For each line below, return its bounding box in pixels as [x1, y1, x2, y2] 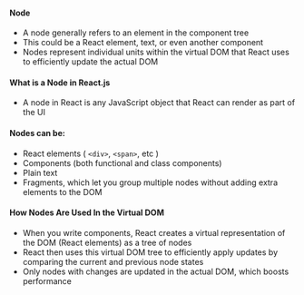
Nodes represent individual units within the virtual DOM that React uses [22, 46, 290, 58]
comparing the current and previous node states [22, 256, 204, 267]
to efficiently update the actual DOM [22, 56, 159, 67]
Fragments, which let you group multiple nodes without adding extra [22, 177, 279, 188]
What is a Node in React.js [9, 77, 111, 88]
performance [22, 275, 73, 286]
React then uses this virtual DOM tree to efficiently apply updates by [22, 246, 279, 258]
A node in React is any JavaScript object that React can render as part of [22, 97, 296, 108]
